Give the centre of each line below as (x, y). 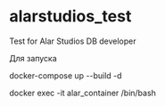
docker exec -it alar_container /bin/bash (82, 93)
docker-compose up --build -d (66, 75)
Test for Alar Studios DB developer (73, 41)
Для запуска (33, 58)
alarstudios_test (70, 16)
